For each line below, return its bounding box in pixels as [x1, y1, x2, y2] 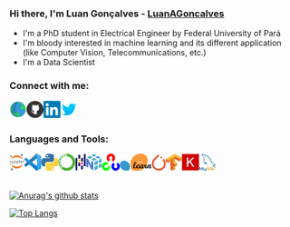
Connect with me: [9, 80, 90, 93]
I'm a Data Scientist [22, 57, 95, 68]
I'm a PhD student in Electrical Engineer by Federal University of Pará [22, 28, 281, 39]
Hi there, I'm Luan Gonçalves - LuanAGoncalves [9, 7, 225, 20]
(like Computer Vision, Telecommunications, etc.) [22, 47, 207, 58]
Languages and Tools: [9, 133, 109, 145]
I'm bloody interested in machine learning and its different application [22, 37, 283, 48]
